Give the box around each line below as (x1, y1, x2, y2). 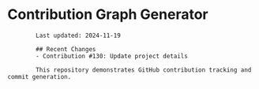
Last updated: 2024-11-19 (36, 32, 122, 39)
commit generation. (7, 72, 72, 80)
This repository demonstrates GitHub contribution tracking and (36, 65, 252, 74)
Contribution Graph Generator (7, 6, 208, 24)
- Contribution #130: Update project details (36, 52, 189, 60)
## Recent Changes (36, 45, 96, 53)
